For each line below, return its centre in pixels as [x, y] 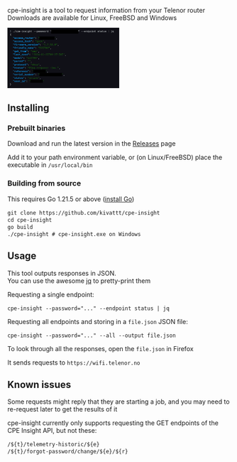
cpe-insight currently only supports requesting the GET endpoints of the [113, 423]
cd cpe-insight [30, 220]
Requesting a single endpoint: [51, 294]
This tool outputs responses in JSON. [62, 273]
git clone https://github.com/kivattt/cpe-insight [84, 213]
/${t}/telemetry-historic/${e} [54, 445]
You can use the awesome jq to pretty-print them [79, 281]
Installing [28, 108]
